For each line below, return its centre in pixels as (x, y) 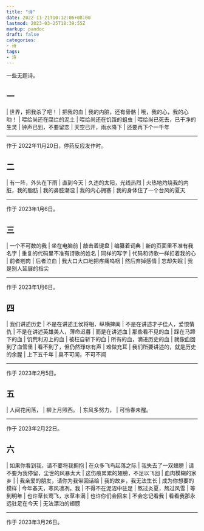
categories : (21, 40)
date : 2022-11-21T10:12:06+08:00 (49, 18)
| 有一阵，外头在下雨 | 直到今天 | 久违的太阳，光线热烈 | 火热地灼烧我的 (95, 182)
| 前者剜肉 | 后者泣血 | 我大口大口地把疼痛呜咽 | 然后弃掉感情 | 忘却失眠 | (96, 261)
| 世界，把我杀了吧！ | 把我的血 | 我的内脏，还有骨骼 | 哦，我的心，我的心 (98, 112)
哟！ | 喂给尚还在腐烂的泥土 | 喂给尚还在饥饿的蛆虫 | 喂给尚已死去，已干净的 (101, 120)
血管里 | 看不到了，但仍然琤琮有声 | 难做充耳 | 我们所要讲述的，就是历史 (106, 347)
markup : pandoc (25, 29)
